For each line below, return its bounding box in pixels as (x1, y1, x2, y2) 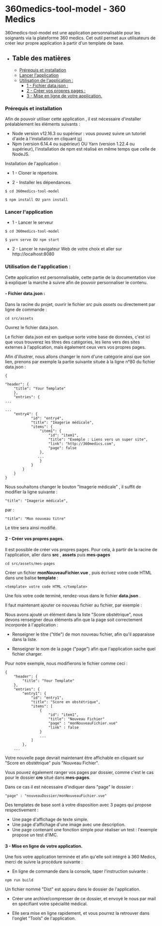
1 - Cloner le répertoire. (12, 170, 59, 176)
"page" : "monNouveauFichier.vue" (48, 721, 118, 726)
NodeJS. (12, 152, 30, 157)
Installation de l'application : (5, 161, 61, 167)
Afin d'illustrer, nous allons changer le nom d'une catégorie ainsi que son (5, 354, 150, 359)
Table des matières (12, 54, 71, 63)
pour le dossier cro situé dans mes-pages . (5, 774, 91, 780)
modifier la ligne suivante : (5, 489, 58, 495)
